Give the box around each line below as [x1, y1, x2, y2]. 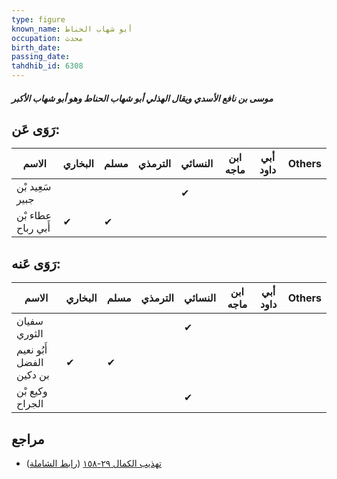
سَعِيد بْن [16, 180, 52, 194]
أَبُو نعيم [16, 343, 48, 357]
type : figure [11, 14, 66, 25]
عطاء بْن [16, 209, 52, 223]
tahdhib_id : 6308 [11, 61, 84, 71]
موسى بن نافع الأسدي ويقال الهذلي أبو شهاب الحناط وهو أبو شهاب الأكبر [11, 92, 274, 104]
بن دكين [16, 368, 50, 382]
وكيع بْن [16, 384, 48, 398]
